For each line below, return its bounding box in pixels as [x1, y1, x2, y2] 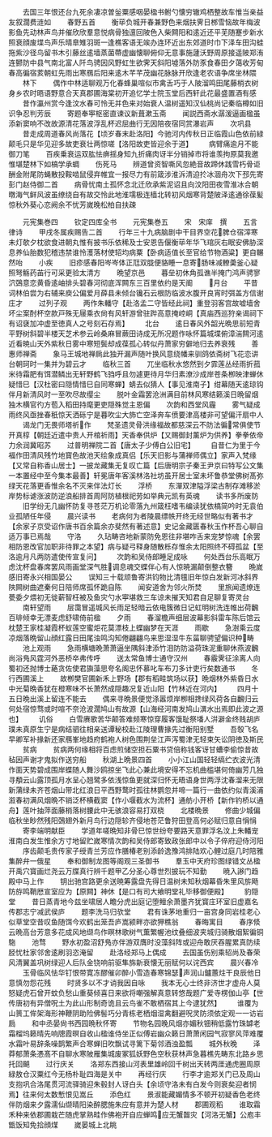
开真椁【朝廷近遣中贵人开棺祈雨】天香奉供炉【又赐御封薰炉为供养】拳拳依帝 [8, 430, 264, 440]
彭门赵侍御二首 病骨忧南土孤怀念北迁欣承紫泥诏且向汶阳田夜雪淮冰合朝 [8, 179, 259, 189]
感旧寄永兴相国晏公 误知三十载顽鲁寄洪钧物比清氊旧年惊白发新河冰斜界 [8, 572, 259, 582]
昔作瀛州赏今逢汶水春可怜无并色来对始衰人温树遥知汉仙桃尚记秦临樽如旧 [22, 98, 264, 108]
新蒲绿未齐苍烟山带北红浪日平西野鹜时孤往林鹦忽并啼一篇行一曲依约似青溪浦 [8, 786, 264, 795]
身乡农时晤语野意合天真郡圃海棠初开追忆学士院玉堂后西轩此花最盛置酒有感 [8, 88, 257, 97]
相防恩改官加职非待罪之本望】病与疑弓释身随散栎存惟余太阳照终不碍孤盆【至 [8, 542, 264, 551]
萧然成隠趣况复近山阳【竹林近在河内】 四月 [92, 684, 252, 693]
